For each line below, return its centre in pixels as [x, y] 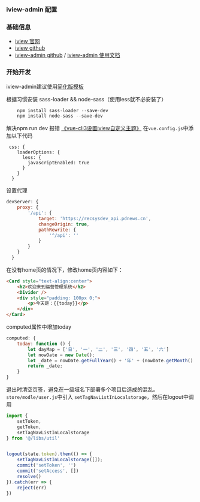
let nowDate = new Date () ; [61, 355]
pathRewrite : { [57, 230]
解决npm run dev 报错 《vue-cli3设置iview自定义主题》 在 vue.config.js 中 [97, 128]
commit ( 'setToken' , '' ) [47, 465]
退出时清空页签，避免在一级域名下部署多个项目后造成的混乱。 [82, 390]
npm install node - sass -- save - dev [60, 116]
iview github [30, 48]
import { [17, 416]
